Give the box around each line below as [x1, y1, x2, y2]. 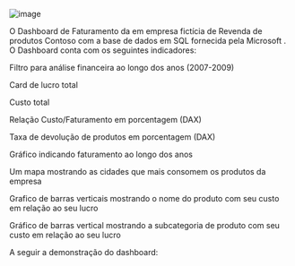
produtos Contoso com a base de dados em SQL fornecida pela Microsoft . [9, 36, 287, 46]
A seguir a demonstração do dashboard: [9, 247, 159, 257]
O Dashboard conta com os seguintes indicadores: [9, 45, 197, 56]
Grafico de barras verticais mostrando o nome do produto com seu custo [9, 193, 280, 203]
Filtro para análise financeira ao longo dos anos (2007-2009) [9, 63, 235, 73]
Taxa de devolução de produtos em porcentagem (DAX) [9, 132, 216, 142]
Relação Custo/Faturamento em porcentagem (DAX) [9, 115, 202, 124]
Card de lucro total [9, 80, 79, 90]
